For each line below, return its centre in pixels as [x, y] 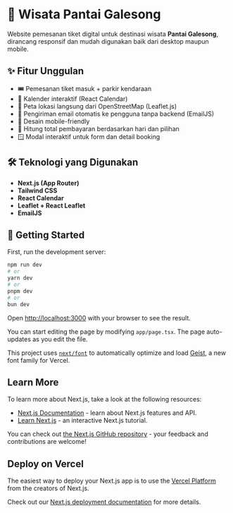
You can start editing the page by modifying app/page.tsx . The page [106, 332]
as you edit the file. [60, 339]
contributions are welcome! [47, 442]
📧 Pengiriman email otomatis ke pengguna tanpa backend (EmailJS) [116, 114]
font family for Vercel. [39, 360]
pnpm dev [20, 291]
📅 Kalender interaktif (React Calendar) [73, 99]
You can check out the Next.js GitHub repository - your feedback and [108, 434]
